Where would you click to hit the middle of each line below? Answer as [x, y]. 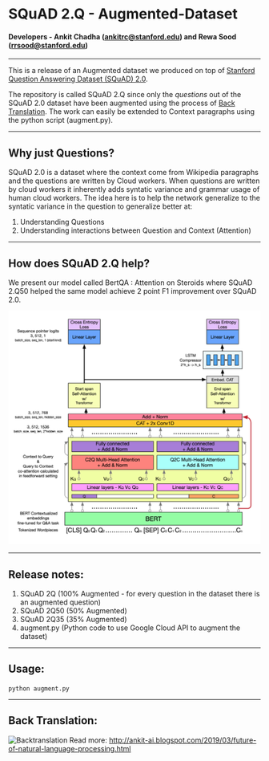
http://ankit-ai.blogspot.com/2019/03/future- [183, 740]
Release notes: [46, 574]
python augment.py [39, 688]
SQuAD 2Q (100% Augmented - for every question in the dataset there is [140, 593]
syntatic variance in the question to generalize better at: [100, 206]
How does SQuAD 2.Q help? [79, 263]
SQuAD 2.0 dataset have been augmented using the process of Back [122, 103]
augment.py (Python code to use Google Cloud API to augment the [130, 628]
